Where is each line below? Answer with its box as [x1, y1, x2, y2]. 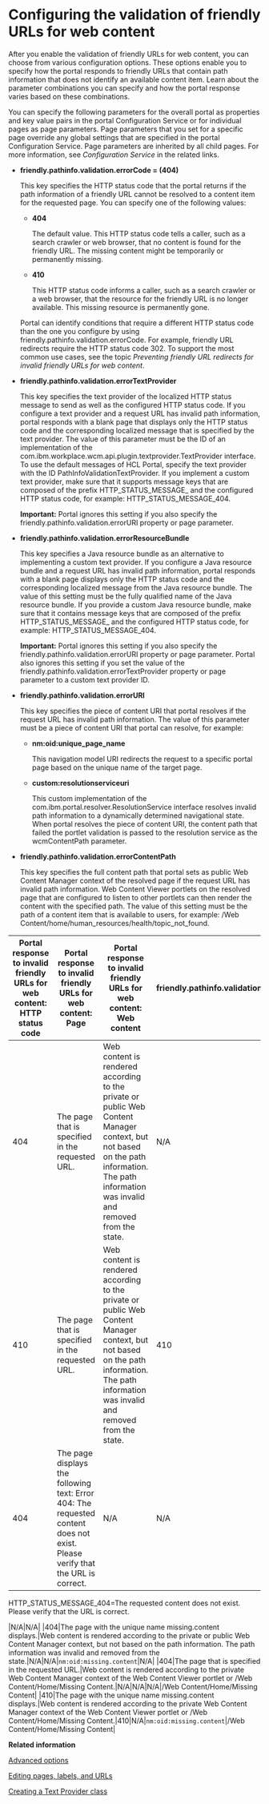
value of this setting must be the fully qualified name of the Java [19, 591, 232, 601]
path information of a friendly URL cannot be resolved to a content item [19, 189, 255, 199]
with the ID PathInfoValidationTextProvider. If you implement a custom [19, 468, 250, 477]
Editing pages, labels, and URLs [8, 1770, 113, 1780]
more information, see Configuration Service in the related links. [8, 150, 220, 159]
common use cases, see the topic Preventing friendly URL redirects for [19, 352, 254, 361]
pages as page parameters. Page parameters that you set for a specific [8, 124, 244, 134]
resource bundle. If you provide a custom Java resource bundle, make [19, 599, 252, 610]
